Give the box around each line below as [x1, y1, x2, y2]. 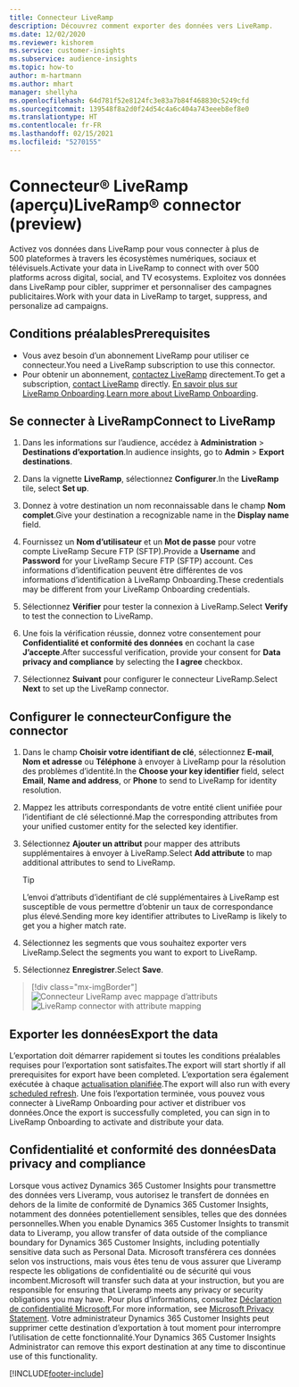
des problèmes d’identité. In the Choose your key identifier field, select [21, 766, 285, 777]
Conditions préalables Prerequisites [9, 327, 211, 342]
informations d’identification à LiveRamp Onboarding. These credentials [21, 575, 284, 586]
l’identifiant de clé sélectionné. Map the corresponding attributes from [21, 811, 278, 822]
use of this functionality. [9, 1350, 98, 1361]
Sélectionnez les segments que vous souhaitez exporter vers [21, 938, 247, 949]
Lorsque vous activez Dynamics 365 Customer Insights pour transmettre [9, 1180, 277, 1191]
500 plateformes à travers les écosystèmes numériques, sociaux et [9, 253, 257, 263]
